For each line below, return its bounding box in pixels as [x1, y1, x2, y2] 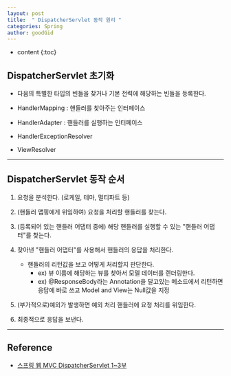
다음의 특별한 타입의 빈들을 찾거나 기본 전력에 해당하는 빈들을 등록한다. [16, 89, 206, 98]
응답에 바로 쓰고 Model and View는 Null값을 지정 [37, 286, 170, 294]
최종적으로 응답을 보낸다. [16, 315, 84, 323]
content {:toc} [16, 48, 57, 56]
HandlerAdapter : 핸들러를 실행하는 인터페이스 [16, 118, 143, 127]
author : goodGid [7, 29, 54, 36]
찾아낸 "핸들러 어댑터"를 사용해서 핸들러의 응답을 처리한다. [16, 245, 174, 254]
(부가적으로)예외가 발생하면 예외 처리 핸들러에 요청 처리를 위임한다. [16, 300, 197, 309]
